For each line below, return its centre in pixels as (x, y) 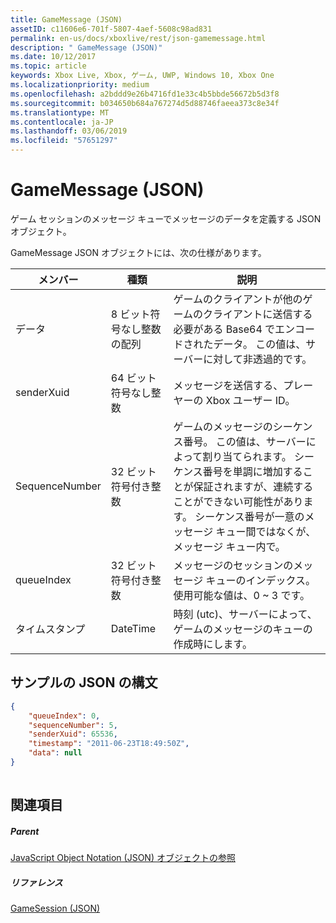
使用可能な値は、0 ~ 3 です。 (241, 595)
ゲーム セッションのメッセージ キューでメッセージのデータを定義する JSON (166, 218)
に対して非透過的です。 (258, 359)
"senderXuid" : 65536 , (73, 734)
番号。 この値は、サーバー (245, 441)
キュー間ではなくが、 (266, 531)
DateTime (133, 628)
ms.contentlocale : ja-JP (62, 122)
